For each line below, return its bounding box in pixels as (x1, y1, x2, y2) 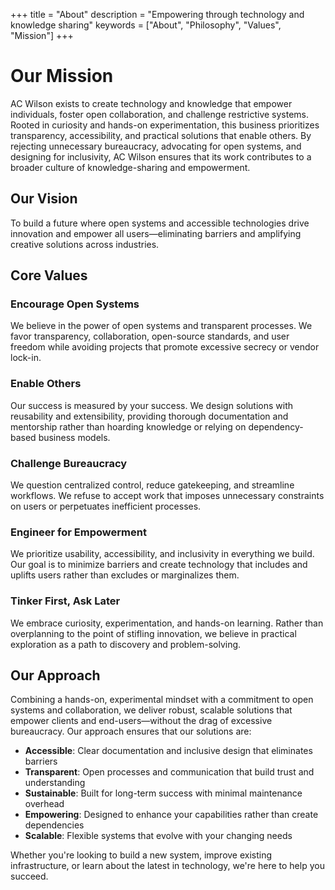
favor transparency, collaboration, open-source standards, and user (10, 330, 290, 343)
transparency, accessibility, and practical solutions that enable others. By (10, 129, 312, 141)
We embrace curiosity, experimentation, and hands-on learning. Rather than (10, 617, 324, 629)
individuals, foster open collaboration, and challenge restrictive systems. (10, 108, 310, 120)
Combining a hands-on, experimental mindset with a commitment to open (10, 694, 314, 706)
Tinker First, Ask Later (10, 594, 121, 608)
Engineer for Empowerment (10, 525, 147, 539)
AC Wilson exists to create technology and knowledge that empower (10, 97, 293, 109)
